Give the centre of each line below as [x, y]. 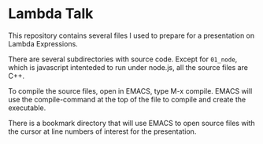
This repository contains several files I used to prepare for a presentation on [131, 35]
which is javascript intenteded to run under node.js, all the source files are [128, 67]
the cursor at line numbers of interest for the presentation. [102, 131]
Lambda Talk [51, 14]
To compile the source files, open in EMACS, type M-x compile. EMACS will [130, 90]
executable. [27, 108]
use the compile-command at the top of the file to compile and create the [127, 99]
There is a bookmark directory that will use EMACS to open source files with [132, 123]
